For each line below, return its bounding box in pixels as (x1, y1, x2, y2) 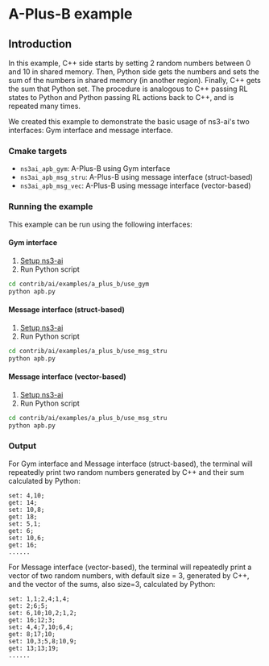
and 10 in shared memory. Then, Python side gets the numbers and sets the (8, 67, 259, 77)
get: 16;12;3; (8, 616, 56, 624)
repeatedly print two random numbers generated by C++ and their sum (8, 467, 244, 477)
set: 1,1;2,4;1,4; (8, 594, 70, 603)
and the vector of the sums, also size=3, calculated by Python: (8, 579, 216, 589)
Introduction (8, 37, 72, 51)
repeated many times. (8, 102, 81, 110)
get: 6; (8, 527, 35, 535)
